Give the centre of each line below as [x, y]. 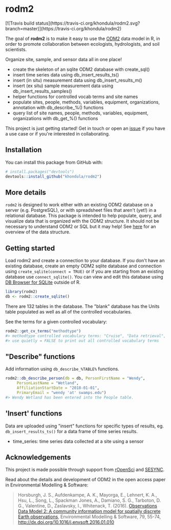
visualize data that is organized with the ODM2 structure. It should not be [82, 221]
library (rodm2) [22, 292]
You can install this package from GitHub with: [54, 162]
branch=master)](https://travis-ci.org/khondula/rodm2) [63, 28]
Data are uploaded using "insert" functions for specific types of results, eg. [84, 426]
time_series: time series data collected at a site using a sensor [78, 441]
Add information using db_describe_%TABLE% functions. [62, 369]
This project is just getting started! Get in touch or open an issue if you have [85, 128]
